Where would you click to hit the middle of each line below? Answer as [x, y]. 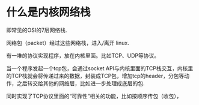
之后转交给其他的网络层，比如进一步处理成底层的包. [81, 83]
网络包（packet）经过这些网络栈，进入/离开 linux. [68, 43]
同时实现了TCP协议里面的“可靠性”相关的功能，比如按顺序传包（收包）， [94, 96]
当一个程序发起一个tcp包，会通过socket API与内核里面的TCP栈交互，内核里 [100, 68]
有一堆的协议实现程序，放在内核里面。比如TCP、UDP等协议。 [83, 55]
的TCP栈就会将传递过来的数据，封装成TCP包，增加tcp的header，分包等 [95, 76]
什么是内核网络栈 [49, 12]
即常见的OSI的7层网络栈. [37, 30]
